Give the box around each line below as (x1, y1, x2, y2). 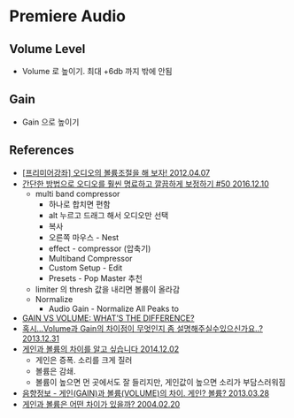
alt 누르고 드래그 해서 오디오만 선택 (48, 209, 169, 220)
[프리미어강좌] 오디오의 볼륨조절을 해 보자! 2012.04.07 (21, 167, 211, 178)
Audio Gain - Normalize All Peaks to (48, 303, 180, 314)
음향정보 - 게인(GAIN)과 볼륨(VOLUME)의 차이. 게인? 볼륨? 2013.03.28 (21, 387, 270, 399)
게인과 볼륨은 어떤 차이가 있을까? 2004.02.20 (21, 399, 181, 409)
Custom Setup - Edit (48, 262, 123, 273)
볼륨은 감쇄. (35, 365, 76, 376)
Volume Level (9, 42, 86, 57)
